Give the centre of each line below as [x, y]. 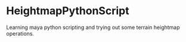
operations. [20, 33]
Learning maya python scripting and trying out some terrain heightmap [93, 27]
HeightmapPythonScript [68, 11]
